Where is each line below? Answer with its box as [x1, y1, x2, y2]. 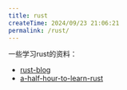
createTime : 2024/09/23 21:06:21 [8, 19, 120, 27]
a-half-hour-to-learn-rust [19, 73, 104, 84]
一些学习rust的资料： [8, 49, 77, 59]
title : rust [8, 11, 48, 20]
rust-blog [19, 65, 51, 75]
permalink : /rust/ [8, 26, 69, 34]
